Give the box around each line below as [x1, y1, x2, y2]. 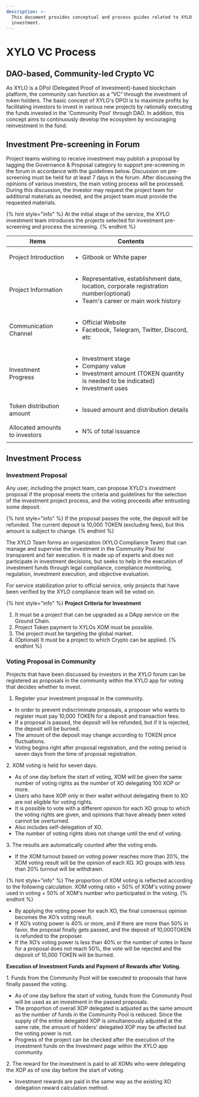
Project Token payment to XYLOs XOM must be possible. [14, 623, 154, 631]
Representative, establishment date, [82, 275, 182, 283]
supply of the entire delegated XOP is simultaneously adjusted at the [14, 1017, 182, 1025]
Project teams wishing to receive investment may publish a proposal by [6, 155, 180, 162]
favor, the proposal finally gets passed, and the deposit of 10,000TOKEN [14, 926, 191, 934]
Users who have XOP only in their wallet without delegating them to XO [14, 792, 188, 800]
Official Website [82, 318, 126, 326]
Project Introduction [9, 253, 65, 261]
